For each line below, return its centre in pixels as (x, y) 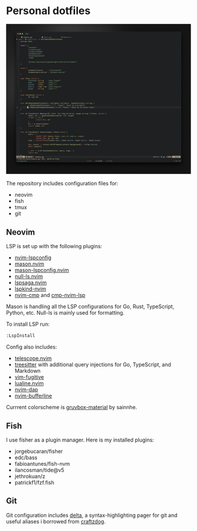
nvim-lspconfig (33, 258)
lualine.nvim (29, 383)
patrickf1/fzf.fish (34, 482)
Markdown (28, 371)
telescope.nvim (33, 358)
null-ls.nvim (28, 276)
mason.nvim (29, 264)
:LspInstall (21, 336)
